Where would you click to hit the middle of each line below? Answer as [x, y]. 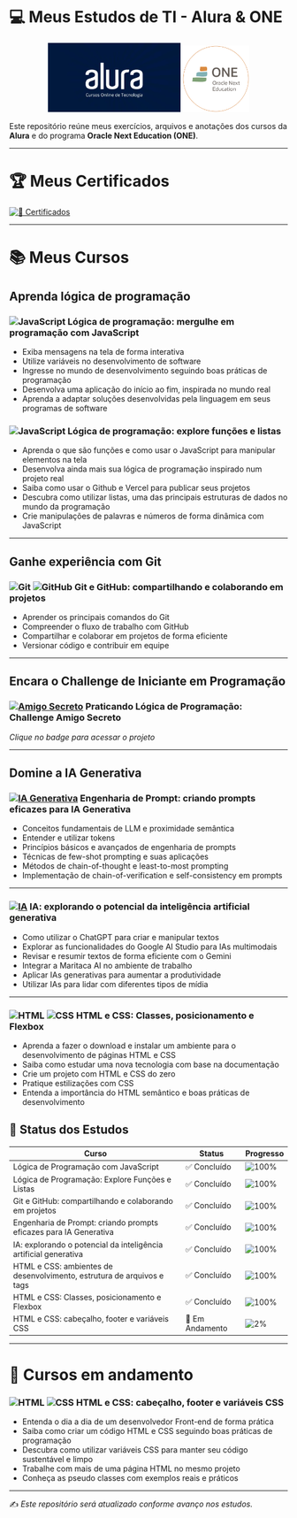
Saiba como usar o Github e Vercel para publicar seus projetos [136, 488]
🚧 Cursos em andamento [101, 1375]
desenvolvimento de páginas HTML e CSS [99, 1055]
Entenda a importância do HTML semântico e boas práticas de [136, 1092]
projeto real [43, 479]
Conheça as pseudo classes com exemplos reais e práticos [130, 1478]
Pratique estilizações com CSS [78, 1084]
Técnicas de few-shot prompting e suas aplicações [115, 857]
